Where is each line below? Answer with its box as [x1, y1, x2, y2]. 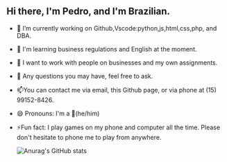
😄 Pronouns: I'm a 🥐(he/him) [16, 109, 100, 118]
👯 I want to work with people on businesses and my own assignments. [16, 58, 218, 67]
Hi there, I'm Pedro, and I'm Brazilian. [6, 6, 171, 17]
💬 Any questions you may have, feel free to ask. [16, 72, 153, 80]
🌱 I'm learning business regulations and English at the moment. [16, 44, 197, 53]
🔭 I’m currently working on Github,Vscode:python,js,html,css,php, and [16, 24, 217, 32]
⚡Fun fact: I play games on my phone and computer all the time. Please [16, 123, 220, 131]
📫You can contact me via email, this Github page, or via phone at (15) [16, 86, 217, 94]
